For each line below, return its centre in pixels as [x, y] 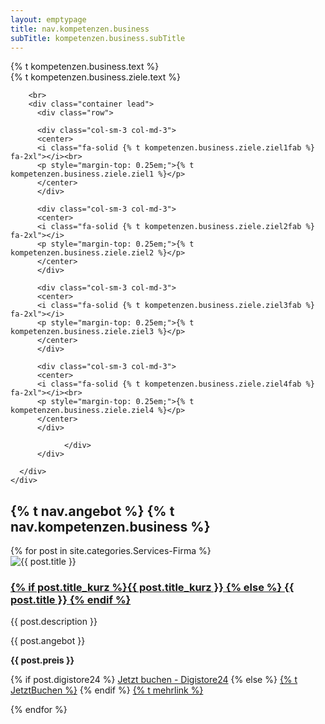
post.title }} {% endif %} [71, 600]
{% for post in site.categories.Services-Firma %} [111, 551]
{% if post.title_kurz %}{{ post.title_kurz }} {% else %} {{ [152, 588]
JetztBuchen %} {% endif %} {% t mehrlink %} [107, 690]
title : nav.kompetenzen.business [80, 29]
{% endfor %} [39, 710]
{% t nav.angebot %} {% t [92, 511]
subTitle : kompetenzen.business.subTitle [98, 38]
